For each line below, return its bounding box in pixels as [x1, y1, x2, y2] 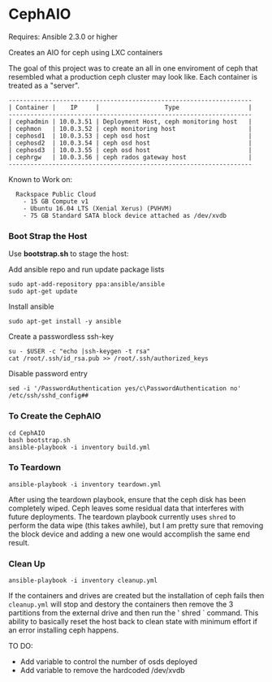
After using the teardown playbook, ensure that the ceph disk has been [8, 494, 246, 504]
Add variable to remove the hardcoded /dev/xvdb [19, 666, 185, 675]
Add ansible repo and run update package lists [8, 265, 165, 275]
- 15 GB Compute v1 [23, 197, 89, 206]
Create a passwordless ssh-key [8, 332, 114, 341]
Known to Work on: [8, 174, 73, 184]
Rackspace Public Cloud [15, 190, 96, 198]
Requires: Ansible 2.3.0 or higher [8, 32, 119, 41]
